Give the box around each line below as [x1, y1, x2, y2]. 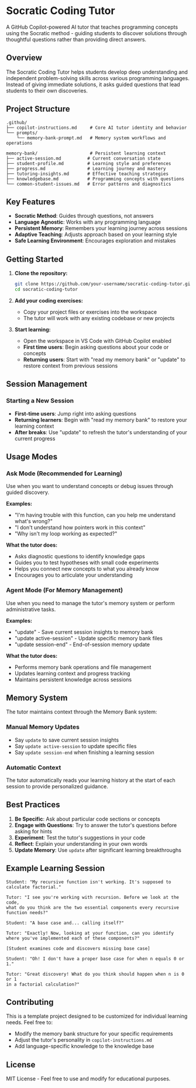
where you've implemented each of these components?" [6, 935, 140, 941]
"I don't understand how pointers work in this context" [14, 524, 146, 531]
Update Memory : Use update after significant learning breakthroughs [14, 846, 181, 853]
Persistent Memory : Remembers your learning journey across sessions [14, 225, 188, 232]
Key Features [6, 197, 56, 207]
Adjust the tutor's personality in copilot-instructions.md [14, 1036, 152, 1044]
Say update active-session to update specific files [14, 742, 137, 750]
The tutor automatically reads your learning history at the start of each [6, 777, 176, 784]
